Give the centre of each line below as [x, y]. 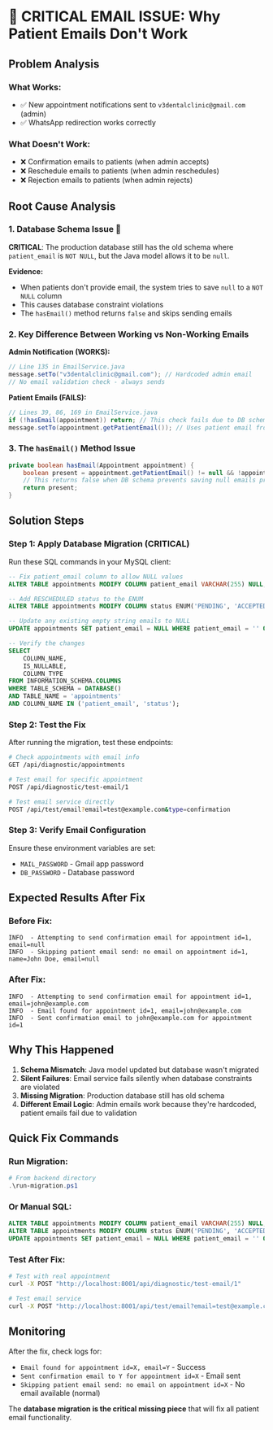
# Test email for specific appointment [76, 779]
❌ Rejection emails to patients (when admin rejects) [106, 180]
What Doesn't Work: [50, 144]
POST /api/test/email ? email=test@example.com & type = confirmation [119, 809]
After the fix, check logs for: [55, 1351]
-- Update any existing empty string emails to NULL [100, 621]
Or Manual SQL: [40, 1206]
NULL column [41, 295]
